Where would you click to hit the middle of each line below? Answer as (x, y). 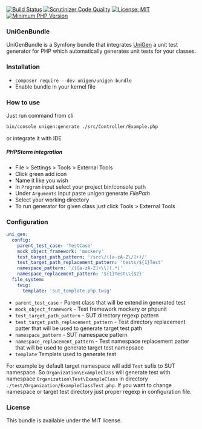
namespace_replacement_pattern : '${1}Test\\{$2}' (81, 274)
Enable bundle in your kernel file (55, 86)
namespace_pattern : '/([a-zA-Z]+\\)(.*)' (70, 268)
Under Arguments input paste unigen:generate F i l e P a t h (82, 193)
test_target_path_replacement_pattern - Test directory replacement (100, 322)
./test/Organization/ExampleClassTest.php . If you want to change (89, 385)
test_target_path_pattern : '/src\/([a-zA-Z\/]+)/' (82, 257)
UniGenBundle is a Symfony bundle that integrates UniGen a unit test (92, 45)
